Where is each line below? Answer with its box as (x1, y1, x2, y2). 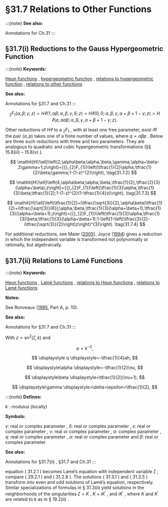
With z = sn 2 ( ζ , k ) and (5, 334, 51, 341)
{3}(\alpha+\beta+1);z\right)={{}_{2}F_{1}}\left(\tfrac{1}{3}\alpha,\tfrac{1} (9, 211, 160, 217)
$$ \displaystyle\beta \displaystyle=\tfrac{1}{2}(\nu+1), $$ (24, 374, 145, 381)
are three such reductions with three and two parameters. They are (5, 139, 145, 145)
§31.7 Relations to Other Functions (5, 4, 152, 15)
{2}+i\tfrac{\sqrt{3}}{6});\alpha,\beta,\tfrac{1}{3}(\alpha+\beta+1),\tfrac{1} (8, 205, 161, 211)
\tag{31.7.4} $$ (114, 221, 145, 227)
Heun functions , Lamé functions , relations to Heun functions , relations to (5, 280, 160, 286)
